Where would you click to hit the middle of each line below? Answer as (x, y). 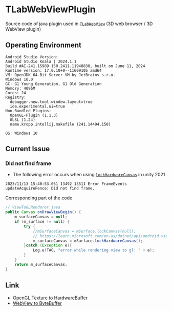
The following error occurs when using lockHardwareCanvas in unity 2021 (89, 175)
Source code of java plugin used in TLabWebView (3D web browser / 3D (79, 24)
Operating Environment (44, 45)
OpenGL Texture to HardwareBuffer (50, 298)
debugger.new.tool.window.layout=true (51, 102)
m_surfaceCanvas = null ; (41, 217)
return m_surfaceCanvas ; (41, 264)
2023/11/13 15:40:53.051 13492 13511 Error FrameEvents (66, 184)
